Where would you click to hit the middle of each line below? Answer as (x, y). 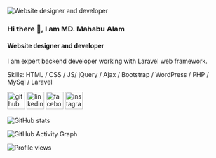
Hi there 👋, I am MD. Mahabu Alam (66, 29)
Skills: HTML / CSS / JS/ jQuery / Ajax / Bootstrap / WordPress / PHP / (108, 75)
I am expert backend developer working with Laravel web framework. (108, 61)
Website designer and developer (56, 45)
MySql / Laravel (30, 82)
